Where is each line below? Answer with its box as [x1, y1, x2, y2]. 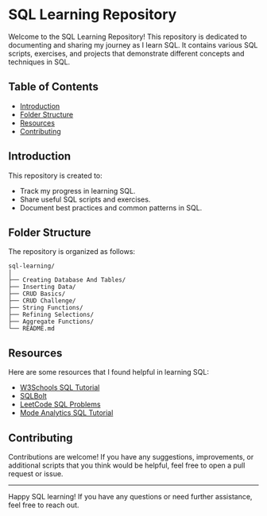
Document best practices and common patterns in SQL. [19, 202, 203, 212]
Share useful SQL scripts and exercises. [19, 194, 151, 204]
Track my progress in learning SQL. [19, 186, 136, 195]
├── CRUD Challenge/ [8, 297, 77, 305]
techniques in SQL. [8, 57, 71, 67]
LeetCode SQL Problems [19, 399, 101, 410]
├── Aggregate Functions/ [8, 318, 94, 326]
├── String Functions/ [8, 304, 83, 312]
